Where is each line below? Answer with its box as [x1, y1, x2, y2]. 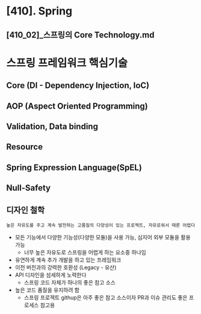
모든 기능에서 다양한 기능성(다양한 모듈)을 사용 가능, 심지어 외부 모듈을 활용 [14, 233, 191, 240]
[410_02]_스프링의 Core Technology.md [6, 30, 155, 40]
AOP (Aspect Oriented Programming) [6, 101, 149, 111]
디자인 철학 [6, 205, 45, 215]
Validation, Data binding [6, 121, 98, 131]
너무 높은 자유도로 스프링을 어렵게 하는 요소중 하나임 [23, 248, 146, 256]
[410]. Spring [6, 4, 73, 18]
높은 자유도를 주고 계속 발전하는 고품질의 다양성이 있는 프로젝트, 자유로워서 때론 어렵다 [6, 222, 196, 228]
